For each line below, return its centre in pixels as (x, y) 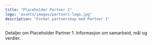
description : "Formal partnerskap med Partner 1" (58, 19)
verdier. (13, 38)
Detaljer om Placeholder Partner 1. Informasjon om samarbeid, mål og (76, 33)
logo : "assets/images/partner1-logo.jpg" (49, 14)
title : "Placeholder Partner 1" (38, 10)
